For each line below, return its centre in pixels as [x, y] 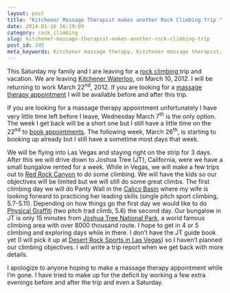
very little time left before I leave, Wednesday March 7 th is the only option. [112, 115]
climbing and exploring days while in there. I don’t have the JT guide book [112, 232]
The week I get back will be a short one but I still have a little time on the [109, 124]
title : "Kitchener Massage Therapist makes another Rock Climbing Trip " [115, 20]
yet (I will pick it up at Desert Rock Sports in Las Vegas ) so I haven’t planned [115, 239]
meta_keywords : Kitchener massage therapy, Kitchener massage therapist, [115, 52]
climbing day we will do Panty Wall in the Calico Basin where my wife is [108, 189]
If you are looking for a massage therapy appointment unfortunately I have [112, 108]
